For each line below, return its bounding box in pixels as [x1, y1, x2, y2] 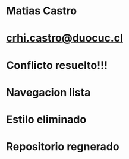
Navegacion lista [6, 85, 91, 99]
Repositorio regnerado [6, 140, 120, 154]
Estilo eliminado [6, 113, 87, 126]
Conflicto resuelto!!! [6, 58, 108, 72]
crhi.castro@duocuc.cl [6, 31, 124, 45]
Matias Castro [6, 4, 77, 18]
